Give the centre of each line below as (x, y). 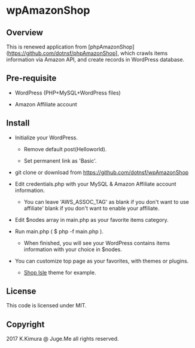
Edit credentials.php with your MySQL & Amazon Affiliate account (95, 184)
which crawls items (144, 53)
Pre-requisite (31, 78)
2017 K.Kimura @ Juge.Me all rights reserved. (63, 339)
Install (18, 123)
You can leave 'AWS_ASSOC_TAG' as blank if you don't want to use (106, 202)
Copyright (25, 324)
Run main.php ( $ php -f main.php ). (59, 231)
